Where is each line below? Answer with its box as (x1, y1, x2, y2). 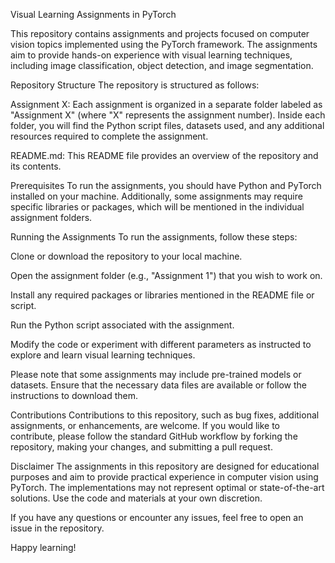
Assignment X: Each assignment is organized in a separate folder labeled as (10, 99, 323, 110)
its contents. (10, 160, 62, 172)
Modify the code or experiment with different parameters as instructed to (10, 339, 312, 350)
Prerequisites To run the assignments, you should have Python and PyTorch (10, 180, 322, 191)
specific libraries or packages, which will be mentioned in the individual (10, 201, 305, 213)
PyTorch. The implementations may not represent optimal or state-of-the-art (10, 482, 325, 493)
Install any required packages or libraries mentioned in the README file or (10, 289, 315, 301)
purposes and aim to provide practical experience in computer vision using (10, 471, 319, 483)
